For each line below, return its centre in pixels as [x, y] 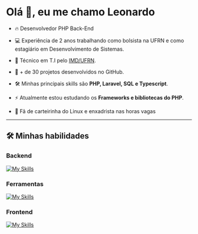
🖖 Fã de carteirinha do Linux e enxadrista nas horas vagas [85, 111]
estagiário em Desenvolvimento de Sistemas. [69, 49]
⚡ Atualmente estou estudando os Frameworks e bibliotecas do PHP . [99, 97]
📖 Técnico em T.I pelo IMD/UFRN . [55, 60]
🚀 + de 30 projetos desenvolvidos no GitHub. [69, 72]
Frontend [19, 212]
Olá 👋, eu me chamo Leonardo [80, 12]
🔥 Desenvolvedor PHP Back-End [54, 28]
